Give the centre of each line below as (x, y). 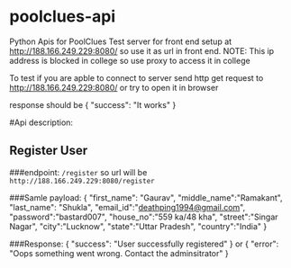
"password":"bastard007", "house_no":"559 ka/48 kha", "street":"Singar (144, 217)
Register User (49, 151)
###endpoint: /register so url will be (78, 172)
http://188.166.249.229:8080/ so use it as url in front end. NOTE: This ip (142, 50)
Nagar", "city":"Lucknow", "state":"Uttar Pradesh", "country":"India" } (138, 226)
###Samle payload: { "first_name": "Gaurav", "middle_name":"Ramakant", (146, 197)
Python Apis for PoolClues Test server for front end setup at (121, 41)
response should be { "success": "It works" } (93, 104)
